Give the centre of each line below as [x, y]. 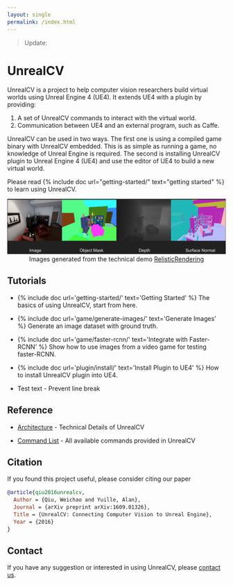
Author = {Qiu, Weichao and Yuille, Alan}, [77, 500]
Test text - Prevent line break [59, 388]
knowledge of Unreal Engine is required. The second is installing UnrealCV [114, 154]
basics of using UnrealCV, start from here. [77, 305]
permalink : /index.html [42, 22]
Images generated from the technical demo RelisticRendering [116, 259]
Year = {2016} [34, 522]
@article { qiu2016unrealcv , [46, 493]
